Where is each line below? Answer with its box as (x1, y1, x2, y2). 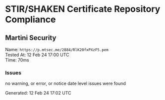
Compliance (5, 14, 56, 25)
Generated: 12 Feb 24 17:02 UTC (5, 90, 71, 96)
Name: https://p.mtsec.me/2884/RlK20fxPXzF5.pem (5, 47, 109, 52)
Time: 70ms (5, 57, 30, 63)
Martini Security (5, 33, 56, 42)
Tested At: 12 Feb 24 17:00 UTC (5, 52, 69, 58)
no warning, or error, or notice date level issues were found (5, 80, 126, 87)
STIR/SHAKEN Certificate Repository (5, 3, 161, 15)
